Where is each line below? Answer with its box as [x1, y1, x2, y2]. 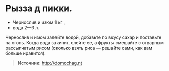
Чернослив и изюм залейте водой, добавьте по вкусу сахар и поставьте [5, 34, 162, 40]
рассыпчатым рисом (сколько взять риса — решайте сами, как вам [5, 45, 152, 51]
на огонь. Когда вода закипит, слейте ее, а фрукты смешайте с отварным [5, 39, 164, 45]
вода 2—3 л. [12, 24, 39, 30]
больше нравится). [5, 50, 46, 56]
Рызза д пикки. [5, 3, 72, 14]
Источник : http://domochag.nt [17, 60, 82, 66]
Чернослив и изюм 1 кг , [12, 19, 65, 25]
